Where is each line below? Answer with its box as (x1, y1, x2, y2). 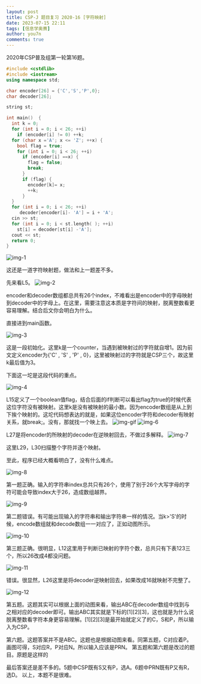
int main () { (6, 115, 42, 121)
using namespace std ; (6, 77, 60, 83)
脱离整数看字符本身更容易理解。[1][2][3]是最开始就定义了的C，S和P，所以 (6, 616, 189, 623)
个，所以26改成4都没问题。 (6, 552, 74, 559)
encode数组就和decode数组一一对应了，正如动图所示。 (16, 520, 154, 528)
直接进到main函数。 (6, 320, 55, 327)
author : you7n (6, 31, 42, 37)
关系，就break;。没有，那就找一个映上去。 (6, 418, 111, 426)
